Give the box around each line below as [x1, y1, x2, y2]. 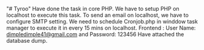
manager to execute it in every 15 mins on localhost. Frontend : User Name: [6, 24, 196, 31]
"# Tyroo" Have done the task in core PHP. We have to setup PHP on [6, 5, 179, 12]
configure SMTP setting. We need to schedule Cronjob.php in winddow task [6, 18, 198, 25]
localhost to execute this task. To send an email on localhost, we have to [6, 11, 189, 19]
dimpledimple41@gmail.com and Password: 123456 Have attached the [6, 31, 184, 38]
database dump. [6, 37, 48, 44]
